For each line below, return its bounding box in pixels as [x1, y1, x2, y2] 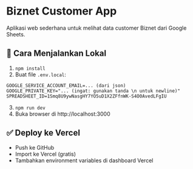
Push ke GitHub [15, 144, 55, 151]
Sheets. [6, 30, 25, 38]
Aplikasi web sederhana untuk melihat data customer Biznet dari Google [6, 24, 187, 31]
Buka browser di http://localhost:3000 [15, 110, 110, 118]
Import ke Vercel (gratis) [15, 150, 76, 157]
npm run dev [15, 105, 46, 111]
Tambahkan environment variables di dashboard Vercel [15, 156, 154, 164]
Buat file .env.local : [15, 71, 67, 78]
